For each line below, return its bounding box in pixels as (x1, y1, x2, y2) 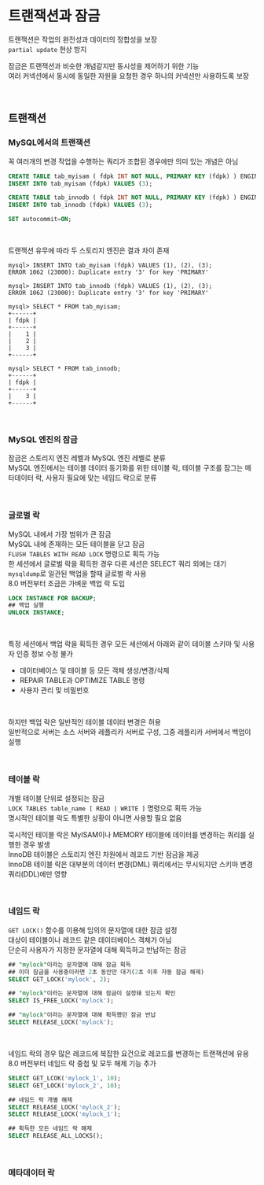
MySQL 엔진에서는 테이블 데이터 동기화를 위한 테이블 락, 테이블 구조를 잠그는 (8, 463, 244, 473)
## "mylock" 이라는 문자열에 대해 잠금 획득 (8, 961, 131, 969)
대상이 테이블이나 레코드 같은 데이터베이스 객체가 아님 (8, 935, 172, 944)
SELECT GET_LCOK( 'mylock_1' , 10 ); (8, 1074, 122, 1082)
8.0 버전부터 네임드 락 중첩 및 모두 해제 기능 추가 (8, 1058, 157, 1068)
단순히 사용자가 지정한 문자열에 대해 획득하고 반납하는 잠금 (8, 945, 187, 954)
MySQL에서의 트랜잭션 (8, 137, 91, 148)
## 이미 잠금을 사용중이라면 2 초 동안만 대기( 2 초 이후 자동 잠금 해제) (8, 968, 205, 976)
